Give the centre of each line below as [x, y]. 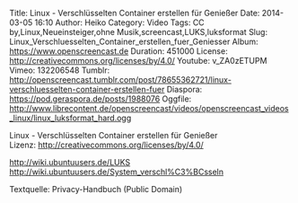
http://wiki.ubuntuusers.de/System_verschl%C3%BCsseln [117, 172]
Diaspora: [184, 89]
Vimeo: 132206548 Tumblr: [60, 70]
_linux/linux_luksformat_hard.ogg [70, 118]
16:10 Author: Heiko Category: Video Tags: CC [119, 22]
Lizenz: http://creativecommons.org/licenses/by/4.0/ [106, 145]
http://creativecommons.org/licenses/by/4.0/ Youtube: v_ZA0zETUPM [138, 61]
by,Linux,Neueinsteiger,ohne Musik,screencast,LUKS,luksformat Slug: [138, 32]
